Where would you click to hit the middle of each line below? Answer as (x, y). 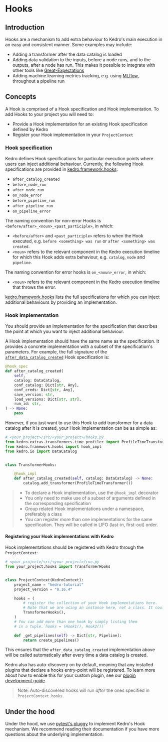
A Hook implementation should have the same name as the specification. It (82, 341)
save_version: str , (34, 395)
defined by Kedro (30, 129)
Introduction (25, 27)
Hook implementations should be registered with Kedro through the (74, 547)
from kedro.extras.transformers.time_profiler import (62, 442)
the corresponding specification (58, 504)
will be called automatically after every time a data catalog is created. (76, 655)
